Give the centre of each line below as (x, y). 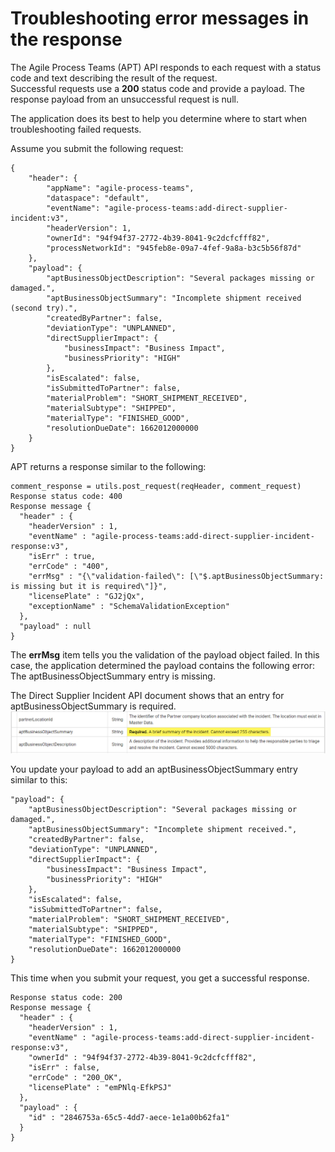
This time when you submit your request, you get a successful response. (160, 978)
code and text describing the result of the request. (114, 78)
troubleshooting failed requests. (76, 129)
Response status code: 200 (66, 998)
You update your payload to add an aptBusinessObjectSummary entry (154, 769)
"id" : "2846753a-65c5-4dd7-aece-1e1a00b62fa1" (129, 1118)
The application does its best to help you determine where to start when (159, 118)
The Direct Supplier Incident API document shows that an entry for (147, 695)
